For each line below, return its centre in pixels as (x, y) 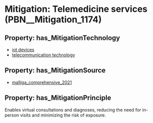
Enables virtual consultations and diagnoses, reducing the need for (73, 110)
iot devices (23, 50)
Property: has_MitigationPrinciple (58, 98)
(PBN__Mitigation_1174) (53, 20)
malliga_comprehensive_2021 (42, 82)
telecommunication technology (43, 55)
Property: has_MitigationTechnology (62, 38)
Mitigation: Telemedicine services (76, 9)
